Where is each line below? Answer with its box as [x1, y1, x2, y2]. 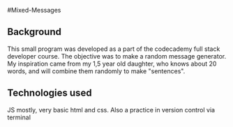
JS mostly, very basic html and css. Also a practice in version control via [7, 105, 215, 114]
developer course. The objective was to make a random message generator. [7, 52, 227, 60]
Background [7, 26, 61, 38]
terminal [7, 113, 31, 121]
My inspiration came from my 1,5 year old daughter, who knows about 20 [7, 59, 217, 68]
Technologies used [7, 87, 92, 99]
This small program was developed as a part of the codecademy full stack [7, 45, 220, 53]
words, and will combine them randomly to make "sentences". [7, 66, 186, 75]
